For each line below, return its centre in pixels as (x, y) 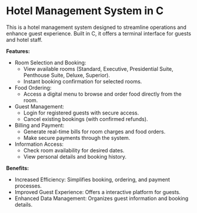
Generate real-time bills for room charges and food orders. (94, 132)
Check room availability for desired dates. (74, 150)
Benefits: (18, 168)
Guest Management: (39, 106)
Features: (18, 51)
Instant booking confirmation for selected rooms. (83, 81)
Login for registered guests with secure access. (81, 113)
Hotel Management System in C (85, 11)
